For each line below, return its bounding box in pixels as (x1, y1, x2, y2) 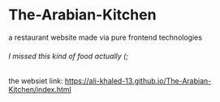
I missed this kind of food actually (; (8, 51, 128, 61)
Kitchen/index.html (8, 85, 71, 95)
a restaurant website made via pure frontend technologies (8, 32, 203, 42)
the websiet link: (8, 76, 63, 86)
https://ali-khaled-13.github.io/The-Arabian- (64, 76, 212, 86)
